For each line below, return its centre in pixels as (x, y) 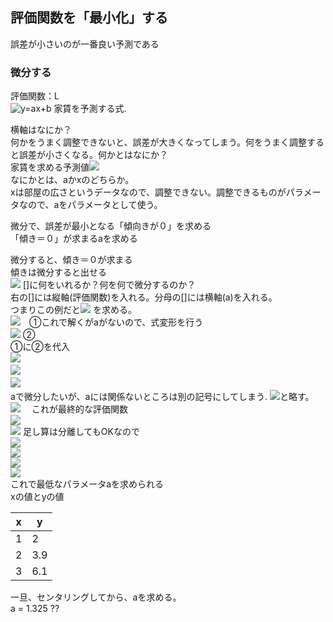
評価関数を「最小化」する (89, 18)
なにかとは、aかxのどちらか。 (72, 180)
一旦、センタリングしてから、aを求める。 (96, 597)
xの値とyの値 (37, 497)
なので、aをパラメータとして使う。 (90, 205)
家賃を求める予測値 (50, 167)
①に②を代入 (40, 347)
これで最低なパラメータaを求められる (87, 484)
